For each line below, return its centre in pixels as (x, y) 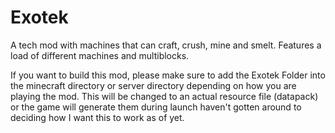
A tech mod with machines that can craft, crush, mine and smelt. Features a (166, 45)
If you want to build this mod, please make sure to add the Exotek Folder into (168, 75)
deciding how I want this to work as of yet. (97, 117)
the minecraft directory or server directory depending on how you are (153, 85)
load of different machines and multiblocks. (100, 55)
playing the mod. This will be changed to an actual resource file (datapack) (164, 96)
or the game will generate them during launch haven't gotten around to (156, 107)
